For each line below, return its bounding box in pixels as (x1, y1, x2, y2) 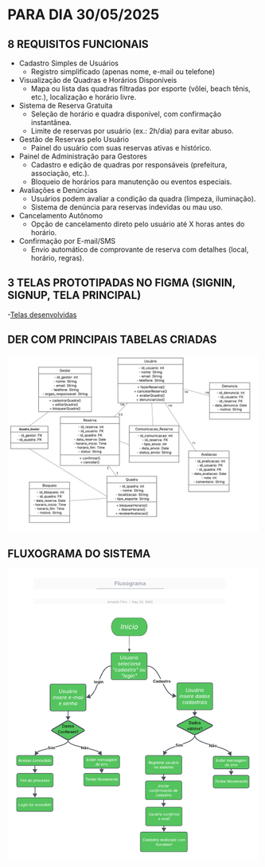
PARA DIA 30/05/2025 (7, 6, 160, 24)
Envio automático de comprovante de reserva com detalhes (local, (30, 245, 249, 254)
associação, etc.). (30, 169, 90, 178)
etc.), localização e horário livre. (30, 92, 137, 101)
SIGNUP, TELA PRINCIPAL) (7, 288, 142, 302)
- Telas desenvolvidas (7, 309, 77, 320)
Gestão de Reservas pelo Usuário (18, 135, 129, 144)
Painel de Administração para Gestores (18, 151, 148, 161)
